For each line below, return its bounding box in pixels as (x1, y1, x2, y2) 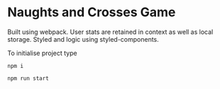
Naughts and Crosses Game (7, 4, 176, 20)
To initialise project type (7, 49, 77, 57)
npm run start (7, 75, 50, 82)
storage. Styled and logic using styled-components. (7, 35, 160, 43)
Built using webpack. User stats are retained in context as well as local (7, 28, 214, 36)
